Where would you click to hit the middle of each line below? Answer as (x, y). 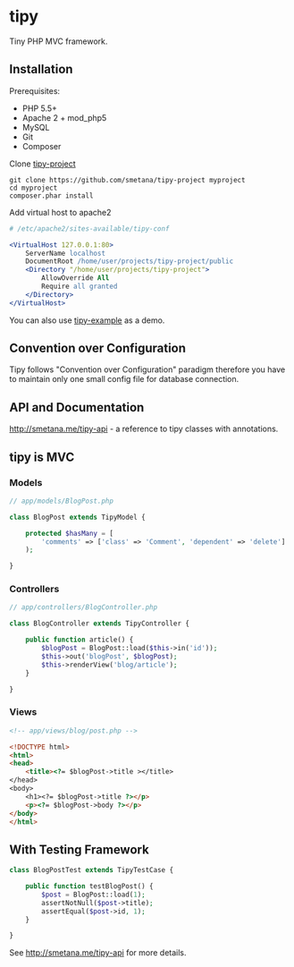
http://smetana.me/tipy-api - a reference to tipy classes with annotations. (144, 429)
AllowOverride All (76, 278)
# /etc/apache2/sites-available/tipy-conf (89, 229)
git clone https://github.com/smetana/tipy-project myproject (127, 180)
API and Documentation (77, 407)
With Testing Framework (79, 849)
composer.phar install (51, 195)
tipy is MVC (42, 457)
